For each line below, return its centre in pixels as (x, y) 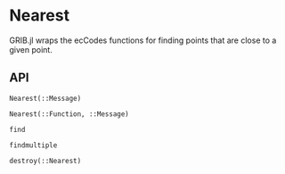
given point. (31, 49)
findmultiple (33, 145)
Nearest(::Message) (45, 98)
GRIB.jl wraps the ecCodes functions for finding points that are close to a (143, 40)
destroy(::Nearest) (45, 161)
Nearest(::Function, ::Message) (69, 114)
